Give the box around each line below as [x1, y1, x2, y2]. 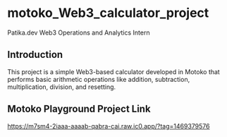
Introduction [7, 49, 63, 61]
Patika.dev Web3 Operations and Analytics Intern [7, 28, 150, 37]
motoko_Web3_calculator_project [7, 5, 209, 21]
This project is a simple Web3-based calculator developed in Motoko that [7, 67, 220, 76]
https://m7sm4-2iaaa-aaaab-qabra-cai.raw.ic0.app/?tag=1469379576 [7, 121, 210, 130]
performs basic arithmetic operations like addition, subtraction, [7, 75, 190, 83]
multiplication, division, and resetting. [7, 83, 116, 91]
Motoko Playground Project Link [7, 103, 151, 115]
